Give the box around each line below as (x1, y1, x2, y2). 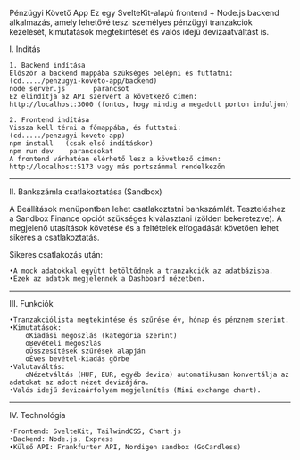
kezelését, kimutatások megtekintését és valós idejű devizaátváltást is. (9, 27, 270, 37)
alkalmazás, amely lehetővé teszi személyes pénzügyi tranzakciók (9, 17, 253, 28)
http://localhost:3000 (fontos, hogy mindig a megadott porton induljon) (9, 100, 290, 109)
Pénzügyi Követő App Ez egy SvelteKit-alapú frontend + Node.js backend (9, 8, 279, 18)
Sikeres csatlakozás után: (9, 250, 104, 259)
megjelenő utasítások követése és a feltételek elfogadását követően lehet (9, 223, 279, 233)
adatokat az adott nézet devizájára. (9, 378, 150, 387)
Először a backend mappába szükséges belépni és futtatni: (9, 69, 234, 78)
